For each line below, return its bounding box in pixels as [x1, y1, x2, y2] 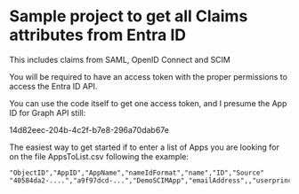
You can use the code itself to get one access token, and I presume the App [9, 97, 287, 108]
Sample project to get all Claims [9, 6, 248, 27]
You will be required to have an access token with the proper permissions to [9, 71, 287, 81]
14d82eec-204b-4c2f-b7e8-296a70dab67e [9, 124, 169, 135]
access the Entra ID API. [9, 81, 98, 91]
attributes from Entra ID [9, 25, 187, 45]
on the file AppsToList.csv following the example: [9, 151, 190, 161]
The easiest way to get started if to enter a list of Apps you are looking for [9, 142, 280, 152]
